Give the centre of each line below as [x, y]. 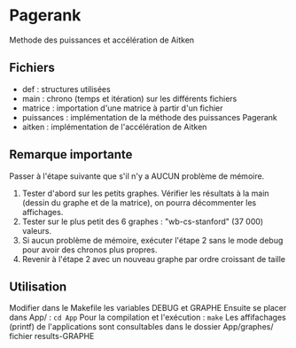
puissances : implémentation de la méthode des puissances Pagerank [149, 117]
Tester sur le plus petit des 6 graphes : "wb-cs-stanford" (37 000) [143, 221]
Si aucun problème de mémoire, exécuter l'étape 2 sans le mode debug [152, 240]
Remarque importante [71, 155]
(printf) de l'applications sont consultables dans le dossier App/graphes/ [141, 327]
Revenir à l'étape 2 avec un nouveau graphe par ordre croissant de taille [154, 259]
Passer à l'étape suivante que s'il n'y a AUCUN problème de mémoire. [137, 176]
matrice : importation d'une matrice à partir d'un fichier [122, 108]
